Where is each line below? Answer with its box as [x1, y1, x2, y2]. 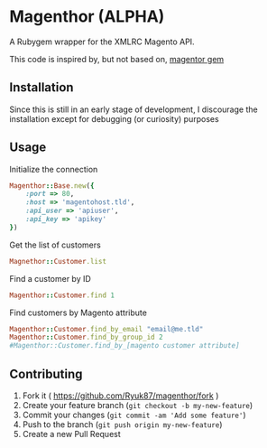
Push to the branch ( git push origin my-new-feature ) [22, 419, 223, 430]
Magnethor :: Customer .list [9, 257, 106, 266]
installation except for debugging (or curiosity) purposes [9, 113, 219, 124]
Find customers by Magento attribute [9, 307, 147, 318]
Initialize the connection [9, 163, 98, 174]
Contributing [9, 366, 83, 381]
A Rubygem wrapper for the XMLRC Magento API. [9, 36, 196, 47]
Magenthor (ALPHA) [9, 6, 165, 27]
